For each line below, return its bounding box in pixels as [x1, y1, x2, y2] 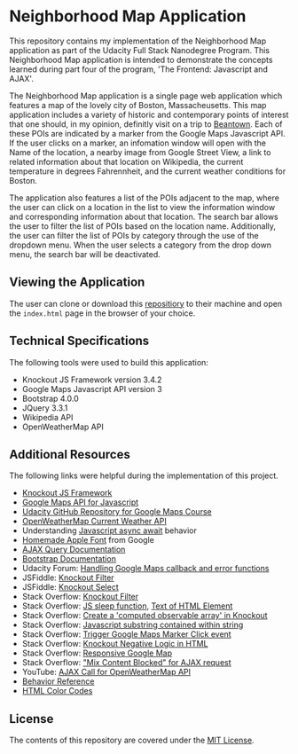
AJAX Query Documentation [21, 544, 126, 555]
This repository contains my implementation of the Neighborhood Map [9, 35, 267, 46]
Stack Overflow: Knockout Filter [21, 592, 139, 602]
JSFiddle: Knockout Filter [21, 572, 114, 583]
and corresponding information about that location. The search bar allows [9, 211, 279, 222]
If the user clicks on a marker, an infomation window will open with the [9, 137, 266, 148]
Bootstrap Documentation [21, 554, 117, 564]
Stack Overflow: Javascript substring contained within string [21, 619, 244, 631]
